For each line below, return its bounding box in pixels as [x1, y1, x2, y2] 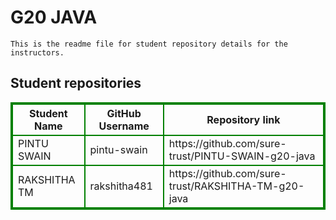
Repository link [206, 112, 281, 126]
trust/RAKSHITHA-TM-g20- [168, 179, 305, 193]
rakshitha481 [89, 179, 153, 193]
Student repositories [10, 75, 142, 92]
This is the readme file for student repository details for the [10, 39, 288, 49]
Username [98, 119, 150, 133]
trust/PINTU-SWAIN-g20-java [168, 149, 316, 163]
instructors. [10, 47, 65, 58]
